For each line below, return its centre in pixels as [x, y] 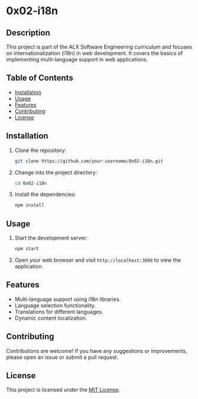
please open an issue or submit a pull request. [62, 357]
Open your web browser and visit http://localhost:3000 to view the [98, 260]
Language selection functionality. [55, 305]
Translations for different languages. [59, 312]
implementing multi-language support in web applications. [77, 59]
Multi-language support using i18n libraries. [68, 299]
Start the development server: [51, 238]
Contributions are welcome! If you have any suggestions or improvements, [97, 351]
